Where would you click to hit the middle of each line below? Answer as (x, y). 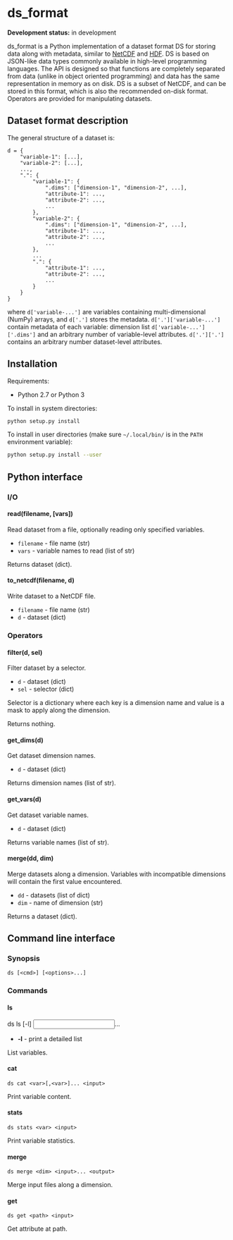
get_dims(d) (25, 740)
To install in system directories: (52, 408)
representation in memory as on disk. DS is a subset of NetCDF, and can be (117, 83)
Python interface (45, 477)
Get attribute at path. (38, 1229)
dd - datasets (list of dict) (53, 895)
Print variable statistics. (41, 1141)
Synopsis (24, 959)
